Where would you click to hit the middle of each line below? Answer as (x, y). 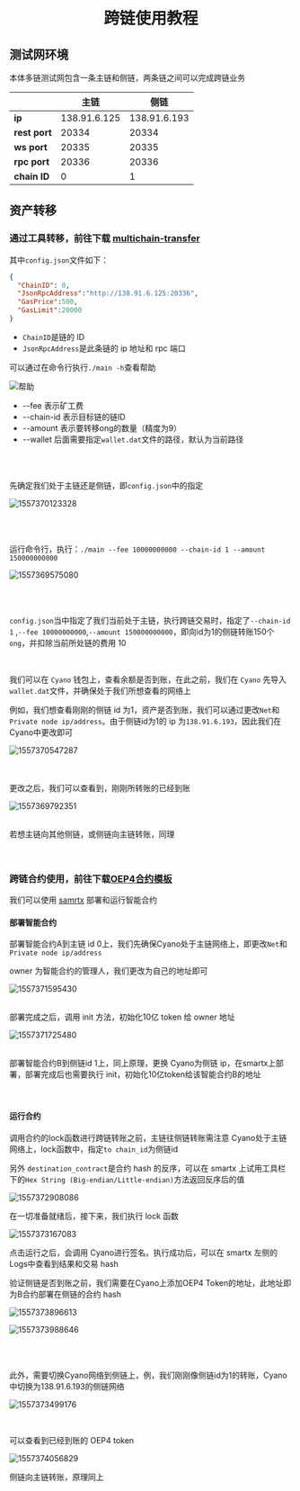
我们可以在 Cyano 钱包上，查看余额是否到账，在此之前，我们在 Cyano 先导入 (148, 679)
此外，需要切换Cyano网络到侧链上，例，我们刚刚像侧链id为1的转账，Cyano (148, 1375)
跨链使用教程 (150, 18)
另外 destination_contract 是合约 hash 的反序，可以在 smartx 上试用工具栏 (147, 1168)
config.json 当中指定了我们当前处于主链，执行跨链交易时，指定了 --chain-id (150, 620)
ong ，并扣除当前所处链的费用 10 (68, 642)
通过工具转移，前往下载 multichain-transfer (105, 238)
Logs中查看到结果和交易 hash (64, 1263)
